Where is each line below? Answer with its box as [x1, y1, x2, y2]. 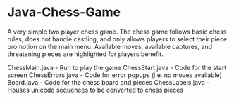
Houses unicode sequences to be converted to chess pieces [7, 86, 184, 94]
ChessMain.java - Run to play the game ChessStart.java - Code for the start [7, 63, 227, 72]
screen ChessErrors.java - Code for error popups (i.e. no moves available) [7, 71, 222, 79]
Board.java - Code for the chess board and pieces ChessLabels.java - [7, 78, 210, 86]
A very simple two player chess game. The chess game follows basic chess [7, 27, 227, 36]
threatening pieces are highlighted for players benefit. [7, 50, 164, 58]
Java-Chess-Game [7, 4, 121, 20]
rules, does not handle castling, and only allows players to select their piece [7, 34, 228, 43]
